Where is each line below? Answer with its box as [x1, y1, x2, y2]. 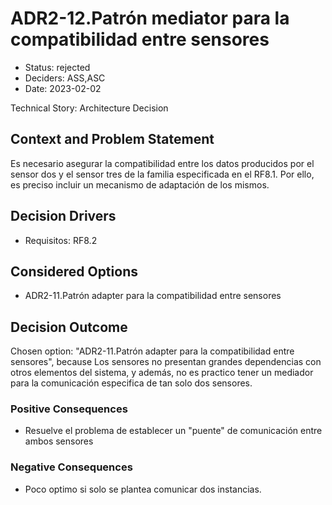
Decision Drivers [10, 208, 117, 225]
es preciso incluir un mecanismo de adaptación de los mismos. [10, 178, 270, 191]
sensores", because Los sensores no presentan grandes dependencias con [10, 356, 322, 368]
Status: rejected [24, 61, 91, 73]
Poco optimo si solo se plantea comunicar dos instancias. [24, 483, 262, 495]
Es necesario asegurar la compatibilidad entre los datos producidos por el [10, 157, 315, 169]
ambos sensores [24, 435, 94, 447]
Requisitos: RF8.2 [24, 234, 98, 246]
